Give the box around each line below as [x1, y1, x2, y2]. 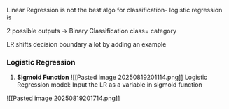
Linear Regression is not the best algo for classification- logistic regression [6, 6, 223, 14]
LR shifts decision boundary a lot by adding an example [6, 40, 167, 48]
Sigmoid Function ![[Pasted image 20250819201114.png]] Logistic [16, 73, 208, 82]
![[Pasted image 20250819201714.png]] [6, 94, 120, 103]
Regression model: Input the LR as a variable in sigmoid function [16, 81, 202, 89]
